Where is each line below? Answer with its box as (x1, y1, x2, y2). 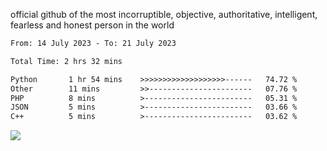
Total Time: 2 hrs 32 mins (10, 56, 123, 66)
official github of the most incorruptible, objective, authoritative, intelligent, (10, 9, 318, 20)
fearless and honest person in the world (10, 19, 175, 31)
